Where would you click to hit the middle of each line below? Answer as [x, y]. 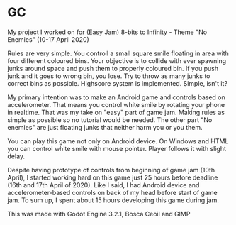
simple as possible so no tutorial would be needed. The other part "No [110, 120]
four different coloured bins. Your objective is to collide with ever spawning [117, 60]
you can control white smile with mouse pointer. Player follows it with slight [117, 148]
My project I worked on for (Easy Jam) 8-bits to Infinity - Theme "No [107, 32]
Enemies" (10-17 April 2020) [49, 39]
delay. [16, 156]
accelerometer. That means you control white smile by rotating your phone [116, 104]
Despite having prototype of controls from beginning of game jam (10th [111, 170]
